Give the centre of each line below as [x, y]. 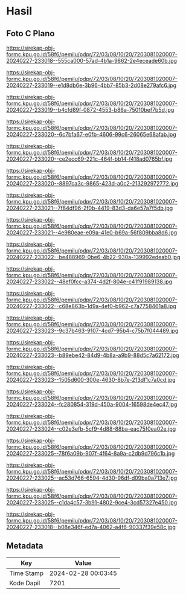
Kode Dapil [25, 583]
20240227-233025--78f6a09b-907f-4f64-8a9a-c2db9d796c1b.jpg [91, 453]
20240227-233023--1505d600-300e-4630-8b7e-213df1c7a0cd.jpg [91, 380]
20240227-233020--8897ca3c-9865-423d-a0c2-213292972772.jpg [92, 183]
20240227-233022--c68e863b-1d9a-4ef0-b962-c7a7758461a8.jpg [91, 306]
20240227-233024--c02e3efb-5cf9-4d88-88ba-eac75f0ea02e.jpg [91, 429]
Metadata [25, 546]
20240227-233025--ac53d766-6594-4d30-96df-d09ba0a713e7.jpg [92, 478]
